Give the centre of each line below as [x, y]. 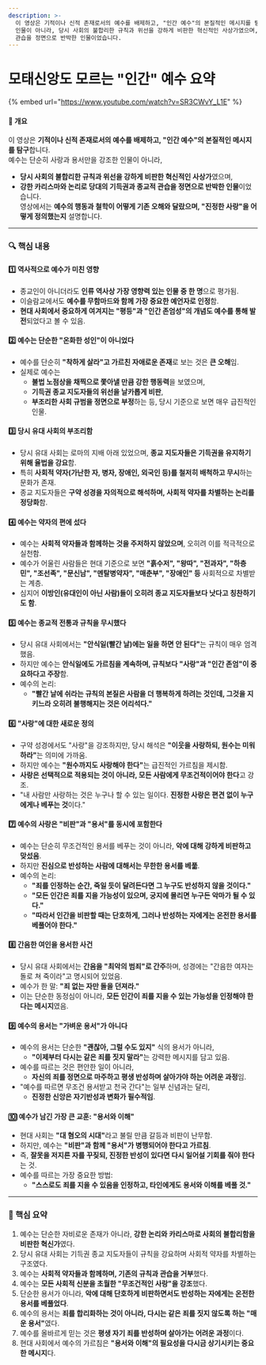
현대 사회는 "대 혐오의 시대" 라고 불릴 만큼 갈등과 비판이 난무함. [116, 1136]
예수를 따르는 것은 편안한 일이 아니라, [77, 1067]
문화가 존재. [38, 482]
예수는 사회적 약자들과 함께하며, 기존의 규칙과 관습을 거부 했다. [114, 1273]
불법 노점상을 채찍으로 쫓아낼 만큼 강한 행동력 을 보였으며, [118, 382]
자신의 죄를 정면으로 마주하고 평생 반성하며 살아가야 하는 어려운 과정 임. [139, 1077]
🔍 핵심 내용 [29, 247]
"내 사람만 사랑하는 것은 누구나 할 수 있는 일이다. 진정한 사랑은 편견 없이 [129, 795]
